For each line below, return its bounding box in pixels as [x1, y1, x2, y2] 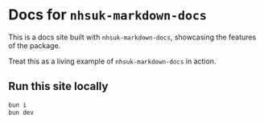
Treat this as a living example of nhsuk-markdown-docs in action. [8, 56, 217, 66]
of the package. [8, 40, 61, 50]
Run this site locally [8, 80, 109, 93]
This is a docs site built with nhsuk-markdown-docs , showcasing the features [8, 32, 257, 42]
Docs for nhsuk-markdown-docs [8, 6, 208, 24]
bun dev [8, 109, 35, 117]
